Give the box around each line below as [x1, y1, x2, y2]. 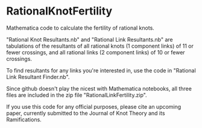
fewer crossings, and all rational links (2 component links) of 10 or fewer [6, 48, 185, 56]
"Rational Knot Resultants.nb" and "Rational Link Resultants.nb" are [6, 36, 173, 43]
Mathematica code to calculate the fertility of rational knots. [6, 24, 155, 31]
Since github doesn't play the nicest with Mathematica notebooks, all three [6, 85, 192, 92]
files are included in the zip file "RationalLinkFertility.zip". [6, 91, 147, 98]
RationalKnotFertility [6, 4, 113, 18]
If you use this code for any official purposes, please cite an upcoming [6, 103, 181, 110]
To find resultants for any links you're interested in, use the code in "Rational [6, 66, 196, 74]
